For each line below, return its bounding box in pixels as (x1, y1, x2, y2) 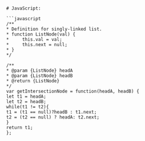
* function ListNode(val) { (6, 31, 76, 37)
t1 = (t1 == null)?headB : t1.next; (6, 109, 97, 115)
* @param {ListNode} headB (6, 73, 73, 79)
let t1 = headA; (6, 94, 46, 100)
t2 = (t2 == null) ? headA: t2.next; (6, 114, 100, 120)
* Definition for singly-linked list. (6, 26, 102, 32)
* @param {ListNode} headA (6, 68, 73, 73)
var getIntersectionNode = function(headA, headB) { (6, 88, 140, 94)
